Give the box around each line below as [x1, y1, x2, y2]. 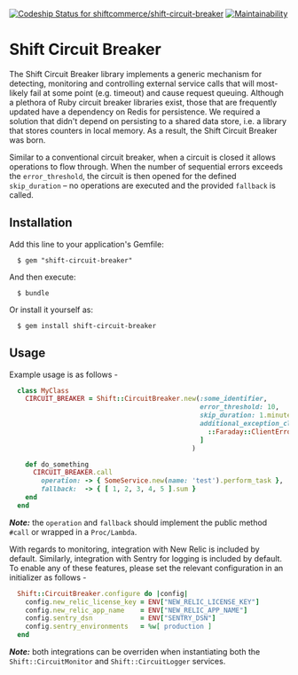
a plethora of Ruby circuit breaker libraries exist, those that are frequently [9, 97, 278, 107]
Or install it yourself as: [9, 304, 93, 315]
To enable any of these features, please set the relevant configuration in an [9, 562, 284, 573]
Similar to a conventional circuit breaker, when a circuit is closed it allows [9, 152, 277, 162]
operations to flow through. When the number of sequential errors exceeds [9, 161, 284, 172]
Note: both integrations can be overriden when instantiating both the [9, 647, 261, 657]
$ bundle [17, 288, 50, 297]
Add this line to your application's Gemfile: [9, 239, 164, 249]
